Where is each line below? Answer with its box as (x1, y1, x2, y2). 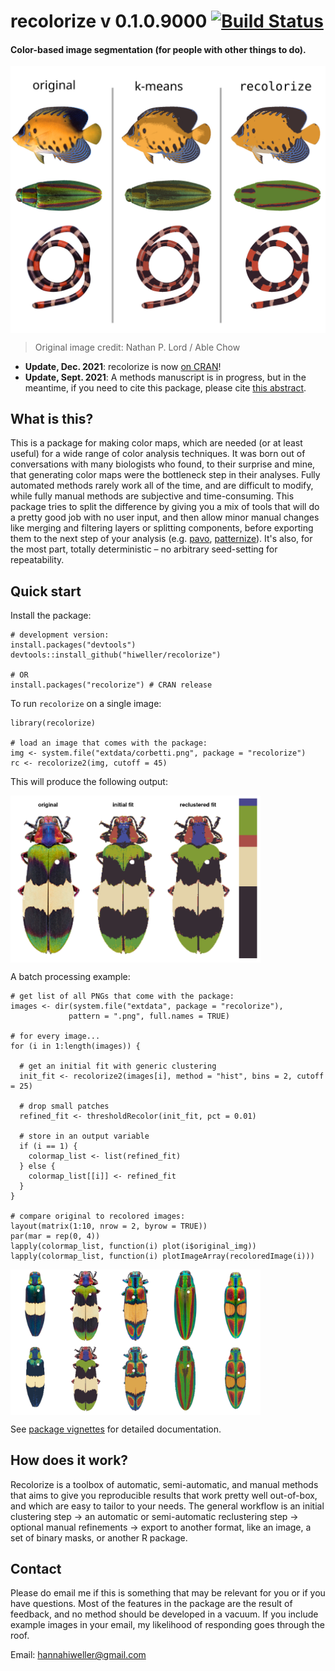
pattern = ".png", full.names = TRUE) (68, 1011, 230, 1021)
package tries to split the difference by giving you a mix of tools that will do (10, 501, 320, 513)
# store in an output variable (19, 1131, 150, 1141)
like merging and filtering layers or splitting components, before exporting (10, 522, 314, 534)
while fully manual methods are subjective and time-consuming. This (10, 490, 295, 502)
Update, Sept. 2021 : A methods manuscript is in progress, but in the (24, 371, 307, 383)
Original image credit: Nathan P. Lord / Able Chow (34, 341, 241, 353)
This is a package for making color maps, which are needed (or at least (10, 437, 303, 449)
